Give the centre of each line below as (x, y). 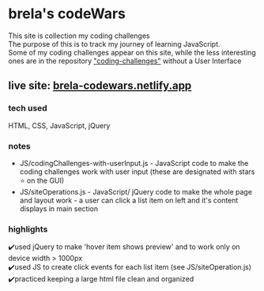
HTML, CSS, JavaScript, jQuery (59, 125)
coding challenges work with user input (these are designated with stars (137, 172)
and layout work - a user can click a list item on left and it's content (129, 200)
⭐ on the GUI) (42, 180)
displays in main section (59, 208)
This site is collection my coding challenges (79, 36)
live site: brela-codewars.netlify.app (100, 86)
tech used (28, 108)
